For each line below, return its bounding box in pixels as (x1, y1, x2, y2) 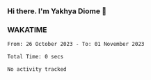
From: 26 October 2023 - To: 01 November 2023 (7, 41, 145, 48)
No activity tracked (7, 65, 67, 72)
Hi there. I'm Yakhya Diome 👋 (7, 6, 107, 16)
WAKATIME (7, 24, 47, 34)
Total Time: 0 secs (7, 54, 64, 61)
